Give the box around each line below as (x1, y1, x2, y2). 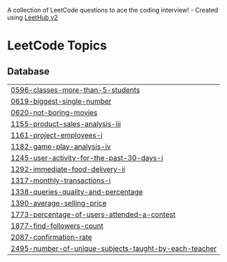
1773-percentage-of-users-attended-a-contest (10, 210, 176, 219)
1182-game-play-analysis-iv (10, 142, 111, 151)
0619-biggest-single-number (10, 97, 112, 106)
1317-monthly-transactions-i (10, 176, 111, 185)
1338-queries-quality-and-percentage (10, 187, 144, 196)
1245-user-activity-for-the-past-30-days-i (10, 153, 163, 162)
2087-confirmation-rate (10, 233, 92, 242)
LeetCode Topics (7, 38, 108, 54)
